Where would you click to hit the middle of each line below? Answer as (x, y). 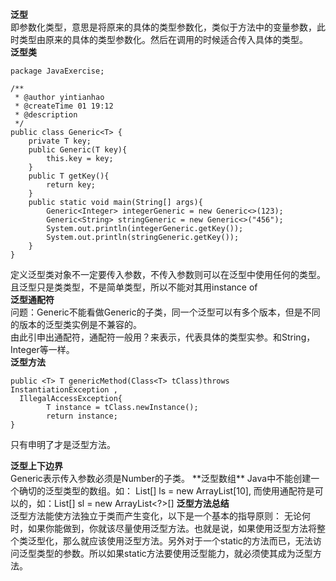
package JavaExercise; (57, 71)
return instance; (82, 416)
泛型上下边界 (36, 466)
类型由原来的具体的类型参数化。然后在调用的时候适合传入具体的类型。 (163, 39)
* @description (46, 115)
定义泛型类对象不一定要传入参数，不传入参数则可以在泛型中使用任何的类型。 (168, 274)
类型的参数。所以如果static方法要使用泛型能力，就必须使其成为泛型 (174, 553)
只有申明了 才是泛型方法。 (63, 444)
